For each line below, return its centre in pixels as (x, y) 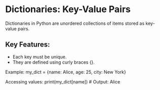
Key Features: (28, 45)
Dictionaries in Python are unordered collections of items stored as (75, 23)
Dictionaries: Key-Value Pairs (68, 9)
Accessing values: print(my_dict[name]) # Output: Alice (63, 81)
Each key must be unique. (39, 57)
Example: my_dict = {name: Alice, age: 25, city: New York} (66, 72)
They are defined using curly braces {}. (54, 62)
